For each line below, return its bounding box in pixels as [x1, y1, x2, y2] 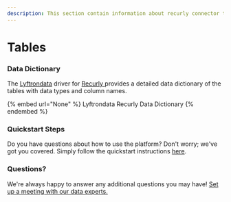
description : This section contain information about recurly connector [7, 10, 220, 17]
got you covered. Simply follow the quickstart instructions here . [7, 147, 187, 155]
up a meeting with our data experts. [7, 187, 108, 195]
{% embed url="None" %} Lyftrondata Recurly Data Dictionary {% [7, 100, 194, 108]
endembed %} [7, 108, 48, 116]
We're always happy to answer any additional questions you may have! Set [7, 179, 219, 188]
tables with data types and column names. [7, 87, 127, 95]
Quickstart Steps [7, 125, 65, 134]
